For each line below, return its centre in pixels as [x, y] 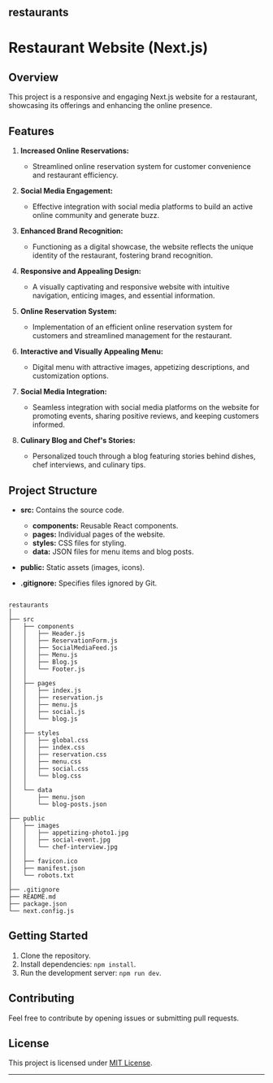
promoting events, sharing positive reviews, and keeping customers [145, 416]
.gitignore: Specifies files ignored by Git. [89, 583]
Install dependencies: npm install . [78, 964]
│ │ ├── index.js [45, 691]
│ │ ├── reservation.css [58, 755]
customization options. [70, 376]
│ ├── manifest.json [47, 868]
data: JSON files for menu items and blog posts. [113, 552]
